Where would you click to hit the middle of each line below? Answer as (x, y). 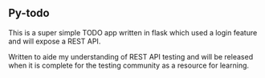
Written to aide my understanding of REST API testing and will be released (131, 56)
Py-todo (29, 13)
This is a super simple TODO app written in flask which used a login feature (133, 32)
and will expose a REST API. (55, 41)
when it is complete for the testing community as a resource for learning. (129, 65)
